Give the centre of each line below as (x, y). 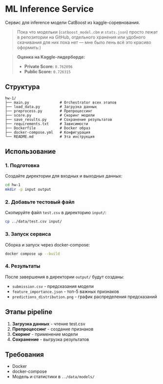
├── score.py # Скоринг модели (50, 115)
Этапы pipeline (29, 312)
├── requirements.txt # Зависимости (47, 124)
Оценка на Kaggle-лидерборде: (51, 57)
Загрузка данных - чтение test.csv (49, 323)
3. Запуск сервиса (28, 234)
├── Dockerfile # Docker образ (48, 128)
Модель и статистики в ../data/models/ (53, 377)
